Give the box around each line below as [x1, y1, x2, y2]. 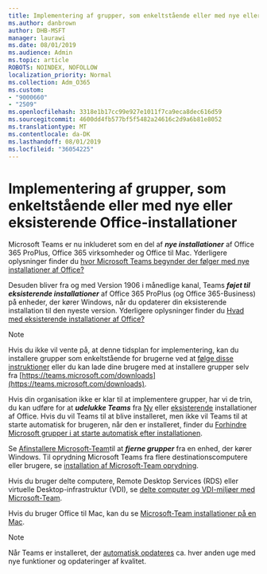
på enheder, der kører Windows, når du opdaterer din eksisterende [8, 297, 227, 307]
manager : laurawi [8, 33, 66, 42]
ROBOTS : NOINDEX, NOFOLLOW [8, 64, 98, 72]
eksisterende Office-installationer [8, 213, 238, 231]
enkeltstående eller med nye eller [8, 196, 233, 214]
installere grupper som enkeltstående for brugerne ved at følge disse [8, 354, 234, 364]
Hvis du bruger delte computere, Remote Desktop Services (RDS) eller [8, 476, 238, 486]
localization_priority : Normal [8, 71, 112, 79]
